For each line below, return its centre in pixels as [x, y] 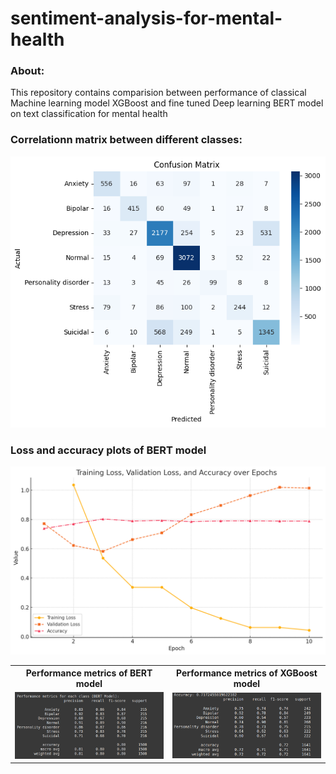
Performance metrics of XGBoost [247, 673]
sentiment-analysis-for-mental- [146, 18]
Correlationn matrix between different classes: [126, 140]
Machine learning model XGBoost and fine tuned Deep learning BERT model [167, 103]
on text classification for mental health [89, 114]
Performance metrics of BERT [89, 673]
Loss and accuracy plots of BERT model [108, 450]
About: [27, 71]
